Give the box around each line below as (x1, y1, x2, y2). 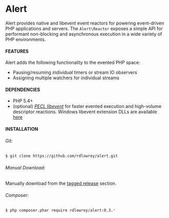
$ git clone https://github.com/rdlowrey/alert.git (5, 154, 118, 159)
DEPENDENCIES (5, 86, 40, 93)
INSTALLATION (5, 126, 38, 132)
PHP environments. (5, 36, 46, 42)
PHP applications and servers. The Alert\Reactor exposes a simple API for (5, 25, 163, 31)
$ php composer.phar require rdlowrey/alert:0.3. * (5, 208, 116, 213)
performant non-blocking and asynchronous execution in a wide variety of (5, 31, 162, 37)
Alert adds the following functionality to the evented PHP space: (5, 59, 141, 66)
